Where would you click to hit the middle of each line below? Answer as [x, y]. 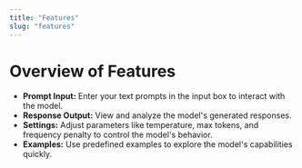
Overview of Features [93, 71]
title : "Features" [44, 18]
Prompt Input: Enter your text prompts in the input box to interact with [154, 96]
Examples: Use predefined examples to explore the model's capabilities [157, 144]
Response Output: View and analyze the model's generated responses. [157, 115]
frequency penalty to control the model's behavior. [117, 135]
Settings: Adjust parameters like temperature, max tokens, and [141, 125]
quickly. [37, 154]
